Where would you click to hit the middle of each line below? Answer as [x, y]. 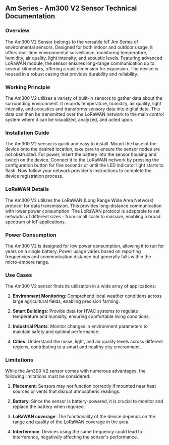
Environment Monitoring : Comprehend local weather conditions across [87, 296]
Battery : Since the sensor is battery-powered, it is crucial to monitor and [88, 401]
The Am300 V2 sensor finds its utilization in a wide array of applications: [81, 286]
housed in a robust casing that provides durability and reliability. [72, 74]
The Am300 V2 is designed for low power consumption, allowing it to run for [85, 246]
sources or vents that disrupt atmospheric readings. [66, 391]
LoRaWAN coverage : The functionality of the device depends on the [84, 417]
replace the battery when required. [49, 407]
